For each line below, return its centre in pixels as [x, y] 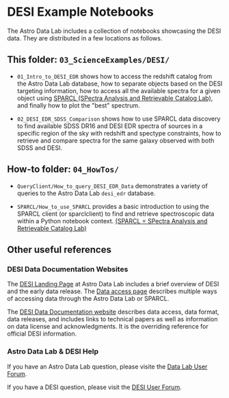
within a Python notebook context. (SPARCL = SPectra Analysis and [112, 221]
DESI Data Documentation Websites [68, 269]
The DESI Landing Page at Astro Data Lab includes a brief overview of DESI [113, 284]
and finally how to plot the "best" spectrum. [78, 105]
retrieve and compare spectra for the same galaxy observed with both [116, 140]
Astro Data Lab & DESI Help [53, 351]
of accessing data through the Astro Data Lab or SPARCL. [88, 299]
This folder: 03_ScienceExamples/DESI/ [89, 60]
